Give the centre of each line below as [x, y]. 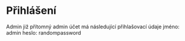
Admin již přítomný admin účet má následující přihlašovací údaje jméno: [93, 27]
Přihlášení [31, 11]
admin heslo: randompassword [44, 32]
